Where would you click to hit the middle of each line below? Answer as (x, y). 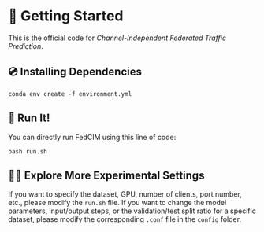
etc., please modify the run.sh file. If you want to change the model (117, 203)
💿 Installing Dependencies (75, 72)
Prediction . (26, 46)
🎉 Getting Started (66, 16)
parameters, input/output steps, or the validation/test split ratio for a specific (132, 211)
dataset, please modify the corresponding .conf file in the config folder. (125, 219)
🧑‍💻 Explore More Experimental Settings (106, 175)
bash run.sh (28, 151)
